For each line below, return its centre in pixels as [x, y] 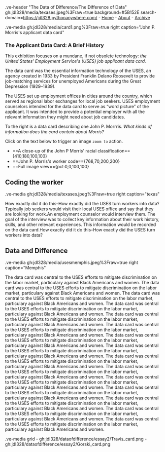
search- [148, 12]
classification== [114, 151]
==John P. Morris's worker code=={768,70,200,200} [66, 161]
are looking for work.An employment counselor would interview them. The [81, 214]
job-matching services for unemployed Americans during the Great [73, 81]
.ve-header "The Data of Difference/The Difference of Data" [66, 7]
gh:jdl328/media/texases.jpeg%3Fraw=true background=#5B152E [72, 12]
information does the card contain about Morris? [55, 132]
